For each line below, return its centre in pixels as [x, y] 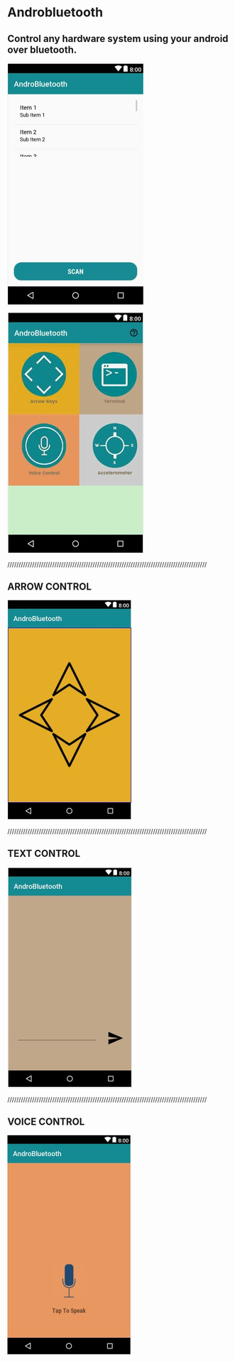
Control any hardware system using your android [118, 39]
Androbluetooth [55, 12]
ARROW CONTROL [50, 587]
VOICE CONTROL [46, 1122]
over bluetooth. [42, 49]
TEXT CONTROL [44, 854]
